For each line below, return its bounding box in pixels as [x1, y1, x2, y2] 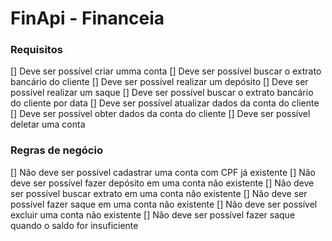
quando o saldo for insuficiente [10, 219, 139, 231]
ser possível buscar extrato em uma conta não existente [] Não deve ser [10, 187, 308, 199]
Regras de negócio [10, 143, 103, 157]
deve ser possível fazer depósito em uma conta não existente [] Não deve [10, 177, 315, 189]
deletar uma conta [10, 118, 86, 131]
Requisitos [10, 43, 63, 57]
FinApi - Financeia [10, 7, 165, 30]
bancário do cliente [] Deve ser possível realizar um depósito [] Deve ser [10, 76, 309, 88]
